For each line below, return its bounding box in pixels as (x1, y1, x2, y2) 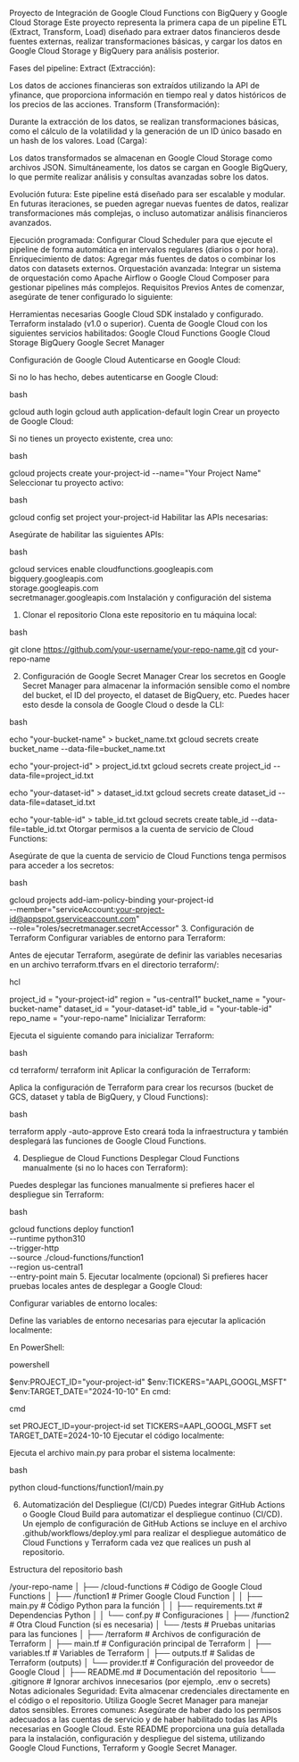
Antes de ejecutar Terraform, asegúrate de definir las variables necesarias (9, 950, 283, 960)
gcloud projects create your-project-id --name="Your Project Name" (9, 468, 262, 478)
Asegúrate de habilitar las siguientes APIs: (9, 529, 164, 539)
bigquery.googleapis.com (9, 573, 104, 584)
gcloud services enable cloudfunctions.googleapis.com (9, 564, 214, 574)
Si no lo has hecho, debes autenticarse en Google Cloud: (9, 372, 219, 382)
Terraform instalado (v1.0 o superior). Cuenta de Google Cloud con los (9, 319, 268, 328)
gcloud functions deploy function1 (9, 1224, 134, 1234)
